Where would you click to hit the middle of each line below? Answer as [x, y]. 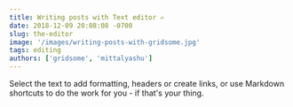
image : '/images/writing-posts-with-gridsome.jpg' [105, 42]
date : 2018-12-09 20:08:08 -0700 [71, 26]
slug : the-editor [41, 34]
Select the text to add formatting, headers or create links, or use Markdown [147, 84]
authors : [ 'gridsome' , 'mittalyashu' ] [81, 58]
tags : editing [36, 50]
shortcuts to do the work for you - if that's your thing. [107, 93]
